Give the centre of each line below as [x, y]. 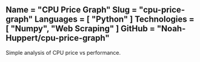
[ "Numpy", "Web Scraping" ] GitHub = [81, 29]
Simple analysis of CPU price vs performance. [63, 52]
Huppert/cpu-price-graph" [58, 38]
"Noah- [171, 29]
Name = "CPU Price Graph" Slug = [72, 10]
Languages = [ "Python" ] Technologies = [115, 20]
